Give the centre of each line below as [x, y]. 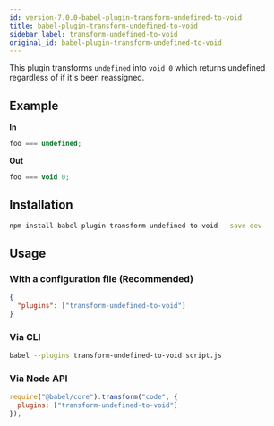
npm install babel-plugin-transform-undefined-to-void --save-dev [136, 226]
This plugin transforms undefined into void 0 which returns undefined [137, 68]
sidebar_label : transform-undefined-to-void [94, 34]
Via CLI [25, 337]
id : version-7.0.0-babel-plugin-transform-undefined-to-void [126, 17]
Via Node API [39, 379]
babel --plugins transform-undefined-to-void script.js [116, 356]
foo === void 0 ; [39, 177]
